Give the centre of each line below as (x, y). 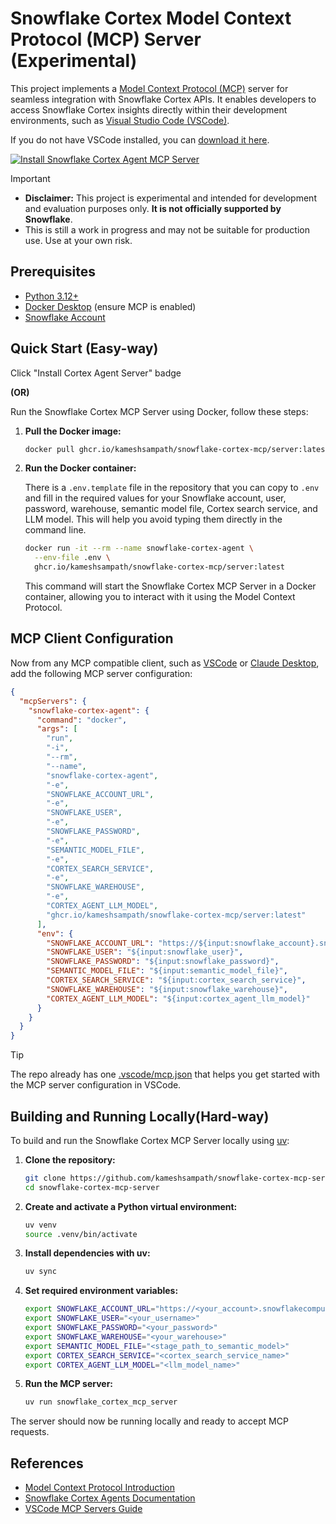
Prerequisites (53, 272)
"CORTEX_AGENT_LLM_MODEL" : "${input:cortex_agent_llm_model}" (178, 998)
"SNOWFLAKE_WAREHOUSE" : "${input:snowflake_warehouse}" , (167, 989)
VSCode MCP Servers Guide (83, 1509)
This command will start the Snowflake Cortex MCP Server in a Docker (170, 586)
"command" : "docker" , (82, 720)
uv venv (40, 1225)
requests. (30, 1432)
